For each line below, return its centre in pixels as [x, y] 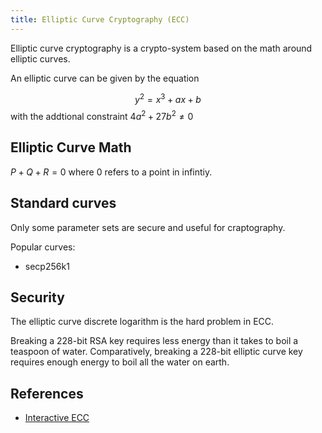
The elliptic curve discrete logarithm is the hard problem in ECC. [142, 322]
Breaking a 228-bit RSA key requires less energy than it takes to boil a [154, 341]
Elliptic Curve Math [71, 147]
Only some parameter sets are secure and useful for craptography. [148, 227]
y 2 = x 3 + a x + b [168, 98]
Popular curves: [43, 247]
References [47, 393]
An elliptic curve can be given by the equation [105, 78]
